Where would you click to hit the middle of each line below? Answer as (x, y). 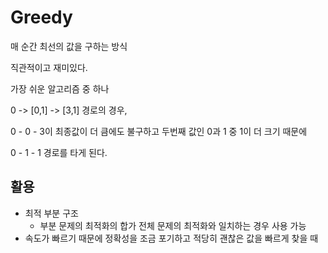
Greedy (41, 17)
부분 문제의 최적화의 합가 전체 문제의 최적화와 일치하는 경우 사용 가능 (173, 225)
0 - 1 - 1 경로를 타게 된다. (59, 152)
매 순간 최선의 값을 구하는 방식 (69, 46)
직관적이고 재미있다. (49, 67)
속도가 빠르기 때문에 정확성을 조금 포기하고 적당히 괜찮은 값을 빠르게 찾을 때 (171, 238)
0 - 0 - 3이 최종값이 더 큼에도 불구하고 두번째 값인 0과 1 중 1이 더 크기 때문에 (159, 131)
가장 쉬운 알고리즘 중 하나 (60, 88)
